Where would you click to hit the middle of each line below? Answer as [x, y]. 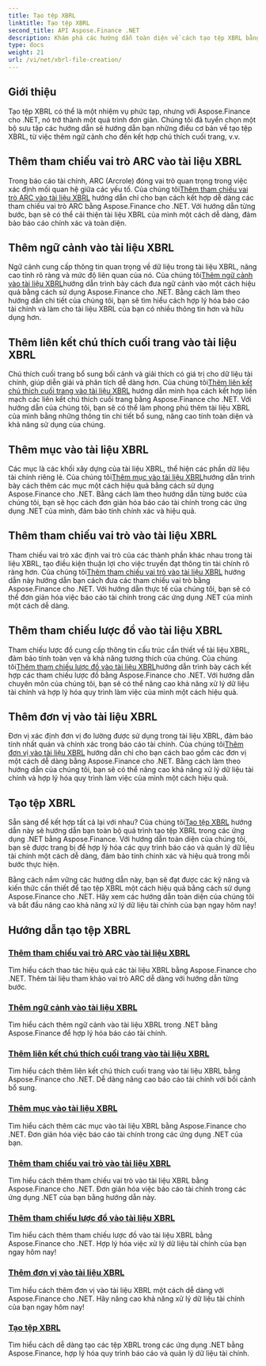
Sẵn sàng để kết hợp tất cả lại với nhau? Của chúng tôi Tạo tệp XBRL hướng [130, 822]
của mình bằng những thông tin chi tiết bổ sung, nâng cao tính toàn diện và [131, 416]
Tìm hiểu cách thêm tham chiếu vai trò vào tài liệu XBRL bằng [108, 1181]
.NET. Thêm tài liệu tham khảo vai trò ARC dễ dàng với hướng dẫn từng [123, 978]
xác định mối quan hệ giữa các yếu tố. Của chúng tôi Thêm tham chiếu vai [128, 189]
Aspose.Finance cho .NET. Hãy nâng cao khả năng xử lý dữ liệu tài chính [127, 1298]
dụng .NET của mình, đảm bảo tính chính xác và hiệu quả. [102, 511]
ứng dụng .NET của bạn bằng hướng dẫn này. [82, 1198]
